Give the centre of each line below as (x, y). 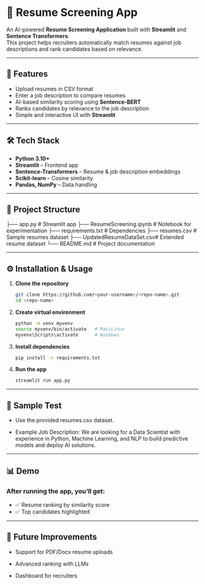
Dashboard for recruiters (46, 575)
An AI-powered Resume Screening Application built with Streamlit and (96, 29)
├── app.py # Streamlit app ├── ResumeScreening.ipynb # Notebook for (99, 224)
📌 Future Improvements (52, 537)
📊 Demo (23, 471)
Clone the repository (42, 284)
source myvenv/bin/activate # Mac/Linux (70, 329)
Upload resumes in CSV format (54, 89)
